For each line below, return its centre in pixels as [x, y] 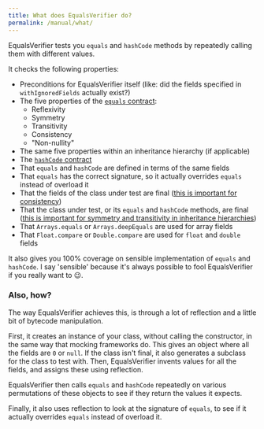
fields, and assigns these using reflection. [76, 369]
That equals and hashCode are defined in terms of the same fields [125, 168]
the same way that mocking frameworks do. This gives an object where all [129, 344]
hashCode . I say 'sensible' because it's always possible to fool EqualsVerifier [131, 266]
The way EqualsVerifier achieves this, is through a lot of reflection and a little [132, 313]
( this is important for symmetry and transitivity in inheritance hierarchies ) [138, 218]
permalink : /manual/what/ [50, 23]
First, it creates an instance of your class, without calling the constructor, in [130, 336]
